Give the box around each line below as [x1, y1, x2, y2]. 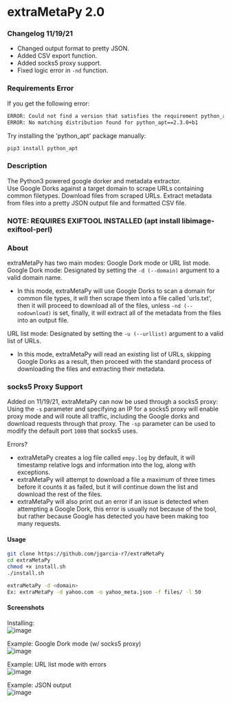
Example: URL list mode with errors [7, 660, 107, 669]
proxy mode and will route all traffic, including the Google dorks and [7, 412, 199, 420]
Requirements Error [7, 83, 74, 93]
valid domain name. [7, 273, 63, 281]
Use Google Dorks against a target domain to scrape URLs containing [7, 184, 204, 192]
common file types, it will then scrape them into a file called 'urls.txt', [16, 294, 212, 302]
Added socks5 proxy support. [16, 59, 102, 68]
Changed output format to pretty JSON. [16, 44, 129, 52]
